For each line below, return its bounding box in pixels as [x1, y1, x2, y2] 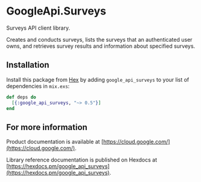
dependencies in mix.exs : [6, 82, 70, 89]
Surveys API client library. [6, 24, 71, 31]
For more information [6, 122, 88, 132]
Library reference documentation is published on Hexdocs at [6, 156, 158, 164]
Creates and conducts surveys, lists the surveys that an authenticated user [6, 36, 193, 43]
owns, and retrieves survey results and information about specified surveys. [6, 42, 196, 50]
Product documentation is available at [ [6, 138, 104, 146]
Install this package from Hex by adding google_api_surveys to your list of [6, 76, 190, 83]
